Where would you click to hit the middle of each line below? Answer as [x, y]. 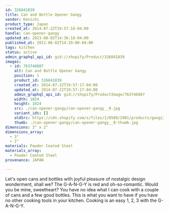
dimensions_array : [24, 132]
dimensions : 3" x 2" [27, 127]
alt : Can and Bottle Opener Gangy [50, 71]
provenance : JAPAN [24, 160]
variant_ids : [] [31, 113]
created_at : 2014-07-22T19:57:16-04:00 [47, 29]
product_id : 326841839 [38, 80]
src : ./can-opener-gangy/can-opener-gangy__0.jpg [67, 109]
